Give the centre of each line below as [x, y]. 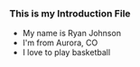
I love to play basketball [66, 53]
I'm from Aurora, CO [60, 43]
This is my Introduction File [70, 14]
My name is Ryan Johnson [72, 33]
